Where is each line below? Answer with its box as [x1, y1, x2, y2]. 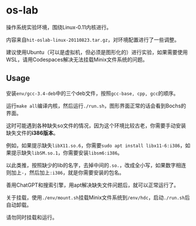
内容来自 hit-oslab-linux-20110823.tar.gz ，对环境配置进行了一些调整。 [6, 36, 180, 43]
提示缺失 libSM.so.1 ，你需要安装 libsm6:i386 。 [11, 149, 123, 156]
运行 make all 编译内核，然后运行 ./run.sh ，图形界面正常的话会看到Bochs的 [6, 102, 186, 109]
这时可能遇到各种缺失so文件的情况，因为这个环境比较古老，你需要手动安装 [6, 122, 186, 129]
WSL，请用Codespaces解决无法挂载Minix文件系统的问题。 [6, 56, 148, 63]
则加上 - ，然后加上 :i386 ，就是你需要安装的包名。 [6, 168, 125, 176]
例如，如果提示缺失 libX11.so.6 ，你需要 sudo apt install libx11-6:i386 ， [6, 141, 185, 149]
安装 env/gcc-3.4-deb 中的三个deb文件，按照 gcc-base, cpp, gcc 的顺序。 [6, 89, 179, 97]
